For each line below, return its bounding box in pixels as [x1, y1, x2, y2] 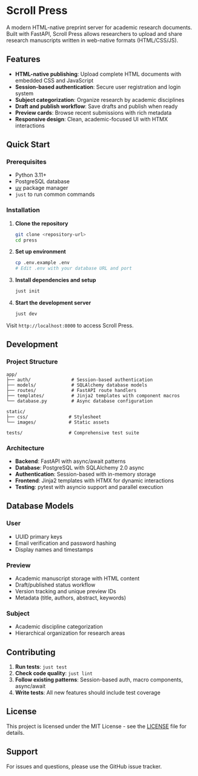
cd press [15, 237, 38, 243]
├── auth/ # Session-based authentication [6, 377, 153, 383]
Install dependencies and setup [15, 277, 96, 284]
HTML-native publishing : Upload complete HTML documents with [15, 70, 182, 78]
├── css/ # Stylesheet [6, 414, 102, 420]
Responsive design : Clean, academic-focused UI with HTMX [15, 115, 168, 123]
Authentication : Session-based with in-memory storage [15, 470, 156, 477]
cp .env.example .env [15, 260, 70, 266]
